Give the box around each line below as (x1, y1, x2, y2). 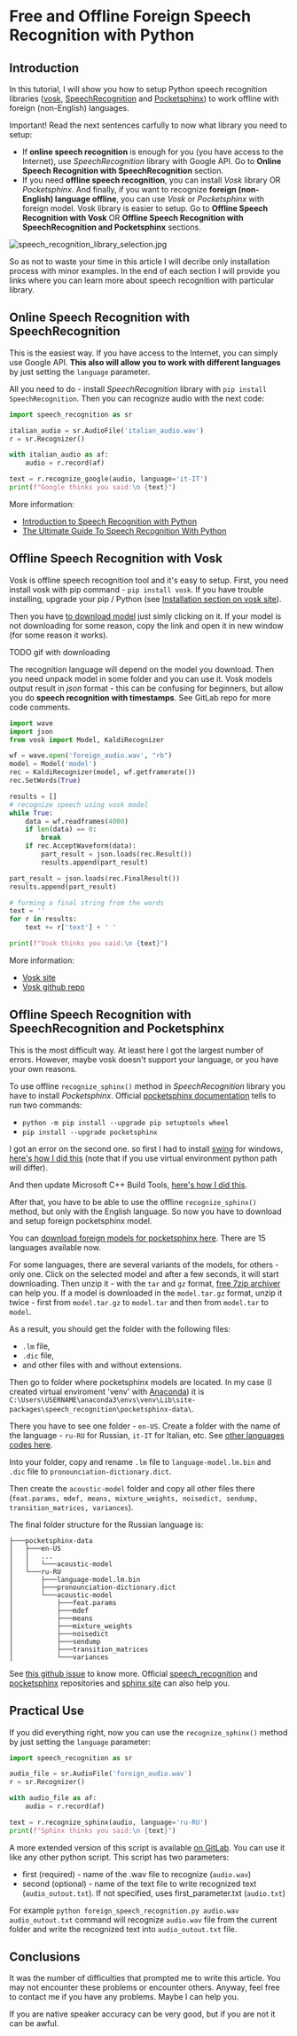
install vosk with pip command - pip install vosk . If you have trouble (9, 583, 264, 595)
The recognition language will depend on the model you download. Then (9, 663, 275, 675)
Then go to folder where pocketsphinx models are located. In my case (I (9, 1376, 272, 1387)
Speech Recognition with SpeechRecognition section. (21, 166, 224, 176)
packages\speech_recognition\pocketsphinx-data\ (9, 1405, 192, 1413)
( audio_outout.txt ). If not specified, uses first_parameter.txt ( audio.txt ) (21, 1887, 286, 1899)
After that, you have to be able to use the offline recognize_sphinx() (9, 1196, 257, 1207)
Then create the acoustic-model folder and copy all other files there (9, 1483, 255, 1493)
